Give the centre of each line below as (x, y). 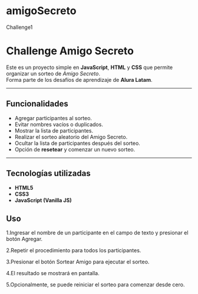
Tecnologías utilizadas (48, 174)
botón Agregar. (24, 239)
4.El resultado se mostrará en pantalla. (53, 273)
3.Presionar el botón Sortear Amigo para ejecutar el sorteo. (78, 262)
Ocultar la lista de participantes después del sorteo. (77, 143)
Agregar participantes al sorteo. (53, 118)
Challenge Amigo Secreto (70, 51)
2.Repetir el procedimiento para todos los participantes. (74, 250)
